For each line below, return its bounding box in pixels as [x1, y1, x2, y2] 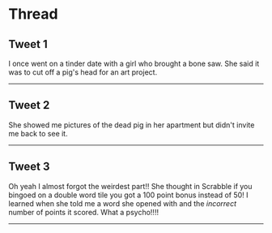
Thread [8, 5, 58, 24]
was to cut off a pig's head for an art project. [8, 67, 158, 77]
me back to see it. [8, 128, 68, 138]
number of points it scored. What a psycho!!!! [8, 207, 159, 217]
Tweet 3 [8, 160, 50, 174]
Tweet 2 [8, 98, 50, 112]
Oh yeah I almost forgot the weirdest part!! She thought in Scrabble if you [8, 181, 253, 191]
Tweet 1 [8, 37, 49, 51]
